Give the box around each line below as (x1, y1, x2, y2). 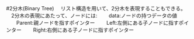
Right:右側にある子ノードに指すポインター (33, 26, 134, 33)
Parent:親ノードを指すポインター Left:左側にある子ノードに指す (16, 19, 179, 26)
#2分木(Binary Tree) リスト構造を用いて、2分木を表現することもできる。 (6, 5, 186, 11)
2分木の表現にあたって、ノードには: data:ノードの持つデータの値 (11, 12, 178, 19)
